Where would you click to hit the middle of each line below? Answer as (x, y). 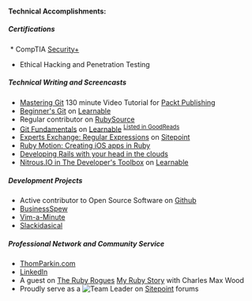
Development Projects (45, 180)
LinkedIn (34, 272)
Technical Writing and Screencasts (68, 82)
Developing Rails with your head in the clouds (94, 154)
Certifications (32, 29)
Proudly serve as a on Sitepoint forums (109, 289)
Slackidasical (41, 226)
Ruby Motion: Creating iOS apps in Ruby (85, 145)
